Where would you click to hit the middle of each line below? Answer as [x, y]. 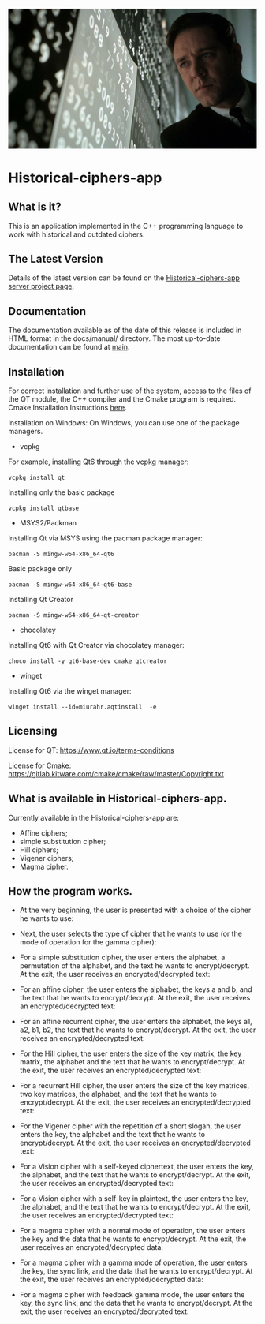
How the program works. [70, 891]
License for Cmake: [40, 765]
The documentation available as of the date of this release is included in [125, 330]
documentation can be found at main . [69, 347]
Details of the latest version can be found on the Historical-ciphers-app [124, 278]
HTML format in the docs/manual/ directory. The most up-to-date [114, 338]
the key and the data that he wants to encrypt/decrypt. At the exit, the [133, 1239]
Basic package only [40, 568]
